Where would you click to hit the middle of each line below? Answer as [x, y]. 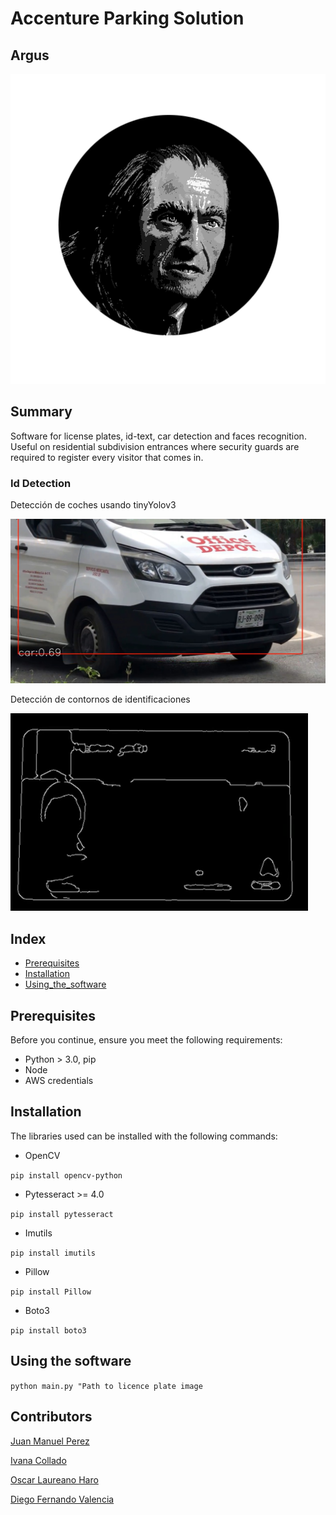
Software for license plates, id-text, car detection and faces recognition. [158, 436]
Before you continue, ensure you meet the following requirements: [146, 1040]
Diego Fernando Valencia [62, 1499]
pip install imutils [53, 1253]
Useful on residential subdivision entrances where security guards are [155, 446]
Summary [41, 412]
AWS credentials [59, 1081]
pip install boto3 [48, 1330]
